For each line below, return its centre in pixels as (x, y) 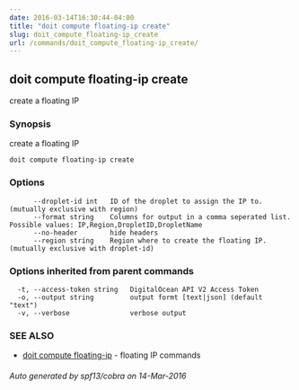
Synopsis (30, 124)
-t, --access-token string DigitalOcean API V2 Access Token (138, 289)
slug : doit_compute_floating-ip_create (84, 34)
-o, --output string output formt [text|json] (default (140, 297)
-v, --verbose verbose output (102, 313)
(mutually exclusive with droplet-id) (82, 248)
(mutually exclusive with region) (74, 209)
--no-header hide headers (96, 233)
